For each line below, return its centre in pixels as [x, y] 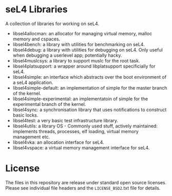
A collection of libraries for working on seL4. [52, 24]
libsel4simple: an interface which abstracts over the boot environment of [90, 77]
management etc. [31, 137]
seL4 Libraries [36, 9]
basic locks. [25, 115]
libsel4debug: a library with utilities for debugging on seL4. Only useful [88, 50]
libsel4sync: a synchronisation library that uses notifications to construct [90, 110]
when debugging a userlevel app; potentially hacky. [67, 55]
